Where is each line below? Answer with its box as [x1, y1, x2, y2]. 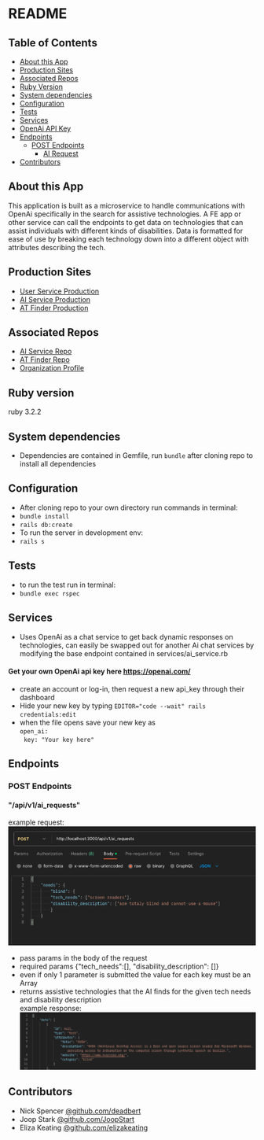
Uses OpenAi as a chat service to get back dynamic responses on [19, 632, 233, 641]
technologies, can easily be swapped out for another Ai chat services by [19, 640, 255, 650]
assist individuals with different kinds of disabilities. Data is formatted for [8, 226, 244, 235]
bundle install [19, 512, 70, 520]
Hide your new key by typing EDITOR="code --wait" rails [19, 701, 207, 710]
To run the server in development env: [19, 528, 144, 537]
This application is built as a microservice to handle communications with [8, 201, 245, 210]
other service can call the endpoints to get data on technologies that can [8, 217, 244, 227]
